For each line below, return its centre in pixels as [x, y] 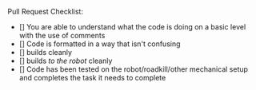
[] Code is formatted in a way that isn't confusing [100, 44]
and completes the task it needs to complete [92, 78]
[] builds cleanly [46, 52]
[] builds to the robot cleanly [66, 61]
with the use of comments [62, 35]
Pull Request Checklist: [45, 12]
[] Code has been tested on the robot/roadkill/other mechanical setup [134, 69]
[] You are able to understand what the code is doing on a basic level [132, 27]
